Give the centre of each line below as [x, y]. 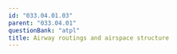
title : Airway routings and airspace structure [89, 38]
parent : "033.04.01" [43, 23]
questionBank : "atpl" [44, 30]
